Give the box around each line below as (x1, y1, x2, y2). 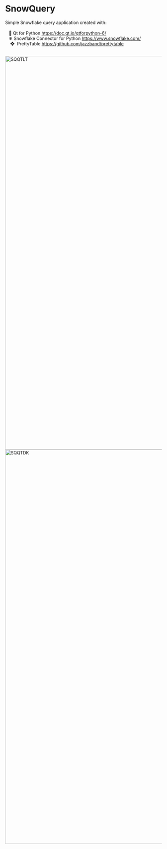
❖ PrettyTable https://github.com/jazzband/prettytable (9, 40, 124, 46)
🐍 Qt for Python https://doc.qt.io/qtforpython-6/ (8, 30, 107, 36)
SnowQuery (5, 3, 56, 14)
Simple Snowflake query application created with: (5, 19, 107, 25)
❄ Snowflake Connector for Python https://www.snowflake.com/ (8, 35, 141, 41)
